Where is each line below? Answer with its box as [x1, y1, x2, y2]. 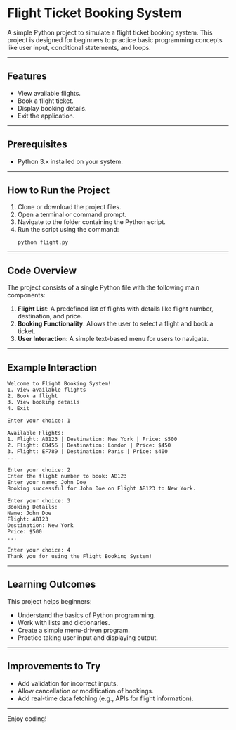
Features [7, 70, 47, 82]
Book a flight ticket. [17, 97, 74, 105]
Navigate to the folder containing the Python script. [17, 218, 166, 226]
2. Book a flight [7, 392, 58, 400]
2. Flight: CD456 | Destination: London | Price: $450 [7, 442, 171, 449]
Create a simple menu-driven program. [17, 626, 130, 634]
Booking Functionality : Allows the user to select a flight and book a [17, 319, 214, 328]
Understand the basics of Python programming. [17, 611, 156, 619]
